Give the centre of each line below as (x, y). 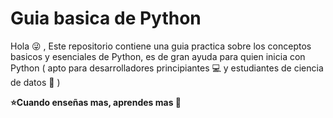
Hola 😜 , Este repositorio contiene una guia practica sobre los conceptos (161, 46)
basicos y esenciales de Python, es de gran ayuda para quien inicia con (158, 56)
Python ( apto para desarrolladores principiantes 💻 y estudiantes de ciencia (167, 68)
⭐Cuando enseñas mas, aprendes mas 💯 (96, 102)
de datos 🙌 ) (35, 82)
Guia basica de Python (106, 18)
